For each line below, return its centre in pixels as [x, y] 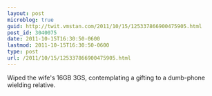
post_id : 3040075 [32, 33]
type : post [23, 52]
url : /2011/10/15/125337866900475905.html [69, 58]
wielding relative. [31, 85]
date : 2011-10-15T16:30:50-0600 [54, 39]
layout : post [26, 13]
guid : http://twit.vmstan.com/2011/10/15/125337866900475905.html [105, 26]
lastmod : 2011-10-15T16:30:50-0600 [58, 45]
